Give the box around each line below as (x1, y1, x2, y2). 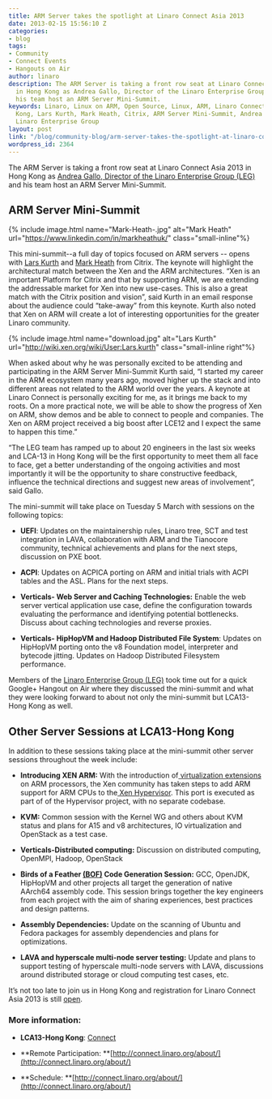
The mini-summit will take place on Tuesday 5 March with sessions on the (8, 502, 255, 511)
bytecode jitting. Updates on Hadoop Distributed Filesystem (19, 651, 220, 661)
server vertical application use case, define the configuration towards (19, 601, 253, 610)
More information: (8, 1015, 82, 1026)
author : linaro (8, 72, 60, 80)
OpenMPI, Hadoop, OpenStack (19, 854, 123, 864)
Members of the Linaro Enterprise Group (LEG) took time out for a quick (8, 675, 248, 685)
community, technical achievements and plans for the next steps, (19, 543, 238, 553)
